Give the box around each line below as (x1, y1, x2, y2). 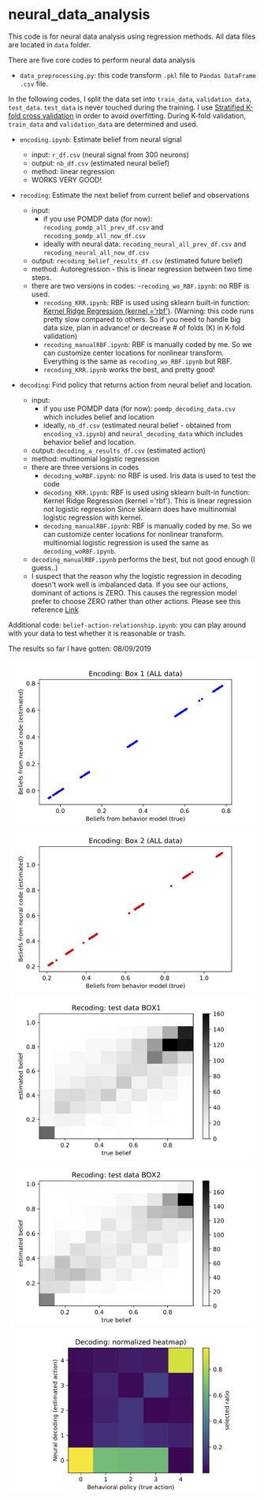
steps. (31, 272, 52, 282)
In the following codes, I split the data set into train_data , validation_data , (8, 94, 252, 103)
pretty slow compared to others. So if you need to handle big (43, 314, 241, 324)
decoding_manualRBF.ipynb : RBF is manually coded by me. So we (43, 521, 252, 530)
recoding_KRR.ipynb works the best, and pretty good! (43, 364, 215, 374)
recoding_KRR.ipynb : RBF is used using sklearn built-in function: (43, 297, 251, 307)
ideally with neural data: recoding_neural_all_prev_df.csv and (43, 239, 247, 248)
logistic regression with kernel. (43, 513, 143, 522)
